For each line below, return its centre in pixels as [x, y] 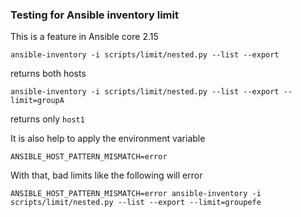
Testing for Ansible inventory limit [94, 15]
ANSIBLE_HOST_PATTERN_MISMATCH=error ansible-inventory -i [136, 194]
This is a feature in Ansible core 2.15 [84, 37]
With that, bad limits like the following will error [106, 175]
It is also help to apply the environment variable [108, 139]
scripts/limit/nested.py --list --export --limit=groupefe [136, 203]
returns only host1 [47, 119]
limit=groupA [37, 101]
